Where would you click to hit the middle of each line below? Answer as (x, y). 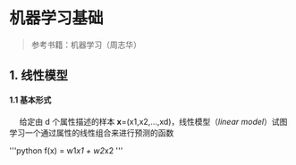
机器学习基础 (57, 18)
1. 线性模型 (39, 75)
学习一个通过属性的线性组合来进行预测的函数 (92, 132)
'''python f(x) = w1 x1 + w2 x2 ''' (66, 150)
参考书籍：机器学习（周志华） (86, 45)
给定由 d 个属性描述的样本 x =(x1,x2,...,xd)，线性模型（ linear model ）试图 (153, 121)
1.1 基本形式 (30, 100)
